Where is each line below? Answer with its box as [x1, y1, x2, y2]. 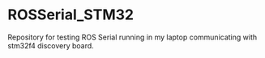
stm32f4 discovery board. [7, 40, 94, 50]
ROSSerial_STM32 [7, 6, 135, 24]
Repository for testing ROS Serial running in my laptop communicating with [7, 32, 257, 42]
